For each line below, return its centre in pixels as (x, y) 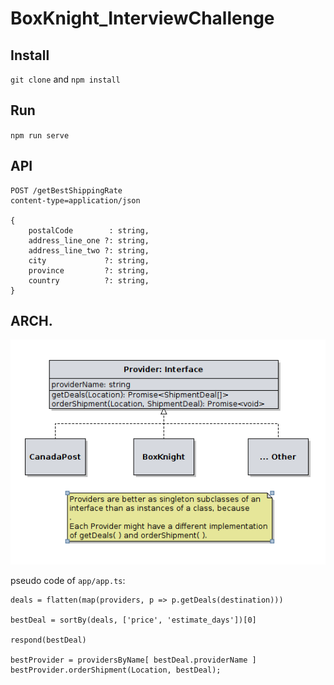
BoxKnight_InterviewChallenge (142, 18)
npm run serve (40, 135)
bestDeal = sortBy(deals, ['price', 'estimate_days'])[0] (133, 620)
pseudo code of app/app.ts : (68, 580)
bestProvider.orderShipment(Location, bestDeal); (116, 670)
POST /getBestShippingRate (66, 190)
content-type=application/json (75, 200)
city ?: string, (89, 260)
